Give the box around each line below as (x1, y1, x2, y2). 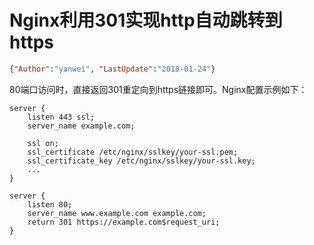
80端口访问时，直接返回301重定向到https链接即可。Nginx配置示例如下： (9, 83, 308, 95)
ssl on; (27, 138, 59, 148)
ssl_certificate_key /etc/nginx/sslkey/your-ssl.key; (27, 156, 256, 166)
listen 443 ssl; (27, 112, 96, 122)
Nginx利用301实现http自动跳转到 (9, 9, 283, 32)
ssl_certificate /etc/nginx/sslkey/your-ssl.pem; (27, 147, 239, 157)
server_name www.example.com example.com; (27, 208, 207, 218)
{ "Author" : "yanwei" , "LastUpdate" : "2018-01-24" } (9, 64, 216, 74)
